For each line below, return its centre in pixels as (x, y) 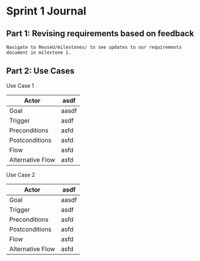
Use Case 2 (21, 175)
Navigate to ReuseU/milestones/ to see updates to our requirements (94, 47)
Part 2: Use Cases (40, 71)
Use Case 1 (20, 85)
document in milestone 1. (39, 53)
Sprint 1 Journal (46, 11)
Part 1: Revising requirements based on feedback (100, 34)
